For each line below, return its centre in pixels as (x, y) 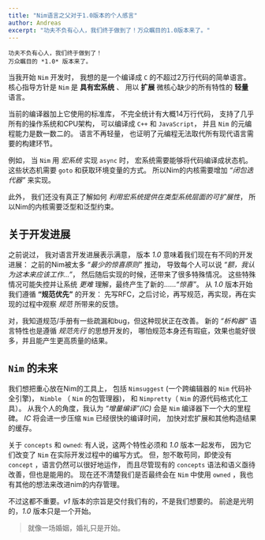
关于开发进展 (39, 234)
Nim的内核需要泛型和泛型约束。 (66, 207)
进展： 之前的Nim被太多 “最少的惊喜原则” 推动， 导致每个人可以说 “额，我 (128, 265)
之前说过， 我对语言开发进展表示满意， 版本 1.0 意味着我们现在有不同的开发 (131, 255)
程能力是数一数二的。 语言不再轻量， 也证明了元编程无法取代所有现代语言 (127, 134)
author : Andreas (35, 23)
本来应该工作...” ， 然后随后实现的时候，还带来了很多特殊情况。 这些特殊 (139, 274)
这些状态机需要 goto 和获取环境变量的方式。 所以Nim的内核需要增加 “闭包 (127, 170)
